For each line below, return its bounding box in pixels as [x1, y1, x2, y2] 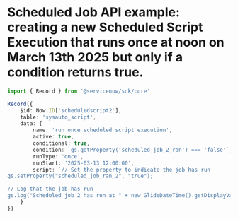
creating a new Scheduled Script [7, 19, 203, 35]
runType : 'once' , [33, 153, 84, 160]
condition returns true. [7, 64, 144, 81]
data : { [20, 120, 42, 127]
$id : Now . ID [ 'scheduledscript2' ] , [20, 107, 122, 114]
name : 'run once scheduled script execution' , [33, 126, 173, 134]
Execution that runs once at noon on [7, 35, 225, 50]
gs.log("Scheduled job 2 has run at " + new [7, 192, 141, 199]
